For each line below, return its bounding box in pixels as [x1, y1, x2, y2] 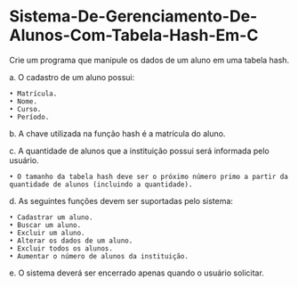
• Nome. [9, 96, 38, 106]
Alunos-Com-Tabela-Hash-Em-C [9, 25, 259, 45]
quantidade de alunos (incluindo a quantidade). [9, 180, 193, 189]
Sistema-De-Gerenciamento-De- [9, 6, 258, 27]
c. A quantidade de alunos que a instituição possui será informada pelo [9, 145, 270, 156]
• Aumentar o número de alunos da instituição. [9, 251, 189, 260]
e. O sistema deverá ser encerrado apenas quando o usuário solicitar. [9, 267, 264, 278]
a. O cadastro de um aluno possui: [9, 71, 135, 82]
